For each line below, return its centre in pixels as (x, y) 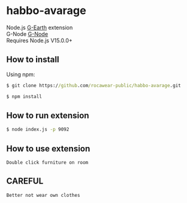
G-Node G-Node (27, 34)
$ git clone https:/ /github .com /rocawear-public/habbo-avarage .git (94, 85)
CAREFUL (25, 181)
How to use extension (48, 148)
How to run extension (48, 116)
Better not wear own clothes (43, 195)
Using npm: (21, 74)
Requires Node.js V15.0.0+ (40, 40)
